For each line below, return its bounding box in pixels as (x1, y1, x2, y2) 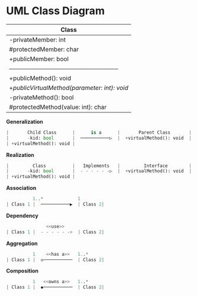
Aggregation (6, 240, 38, 247)
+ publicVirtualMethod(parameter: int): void (9, 83, 128, 92)
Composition (6, 268, 38, 275)
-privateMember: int (9, 36, 66, 44)
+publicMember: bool (9, 54, 69, 63)
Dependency (6, 212, 38, 219)
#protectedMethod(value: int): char (9, 102, 107, 111)
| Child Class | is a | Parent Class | (6, 129, 192, 136)
